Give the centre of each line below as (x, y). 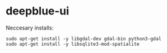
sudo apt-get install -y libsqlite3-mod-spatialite (73, 44)
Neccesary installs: (30, 28)
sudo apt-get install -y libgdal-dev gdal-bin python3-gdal (84, 39)
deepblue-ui (37, 11)
